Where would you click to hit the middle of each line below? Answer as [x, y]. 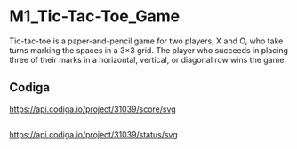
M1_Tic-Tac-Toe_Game [95, 16]
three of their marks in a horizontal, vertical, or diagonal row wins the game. [148, 59]
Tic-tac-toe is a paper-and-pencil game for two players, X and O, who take [146, 41]
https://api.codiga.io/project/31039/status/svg [93, 135]
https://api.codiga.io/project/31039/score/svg [92, 109]
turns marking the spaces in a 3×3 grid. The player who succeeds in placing [149, 50]
